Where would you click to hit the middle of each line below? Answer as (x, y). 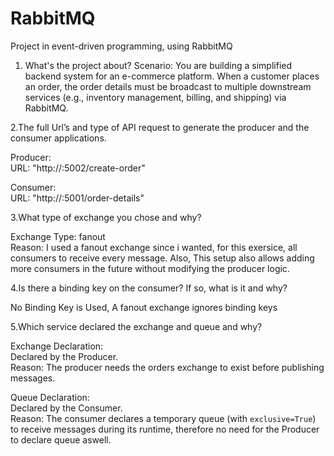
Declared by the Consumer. (66, 408)
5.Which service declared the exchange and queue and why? (136, 326)
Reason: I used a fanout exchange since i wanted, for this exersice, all (154, 247)
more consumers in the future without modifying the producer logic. (150, 268)
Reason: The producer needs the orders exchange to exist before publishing (167, 367)
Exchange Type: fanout (58, 236)
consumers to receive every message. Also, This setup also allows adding (162, 258)
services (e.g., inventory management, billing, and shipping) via (155, 97)
